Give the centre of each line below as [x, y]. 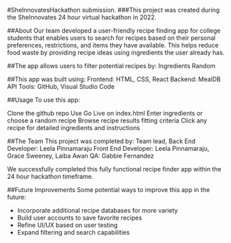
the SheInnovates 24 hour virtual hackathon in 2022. [82, 17]
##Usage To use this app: [44, 100]
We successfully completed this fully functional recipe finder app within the [114, 169]
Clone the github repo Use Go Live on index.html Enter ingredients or [105, 113]
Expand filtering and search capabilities [73, 232]
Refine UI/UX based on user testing [67, 225]
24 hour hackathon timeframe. [50, 176]
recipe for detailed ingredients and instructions [73, 128]
